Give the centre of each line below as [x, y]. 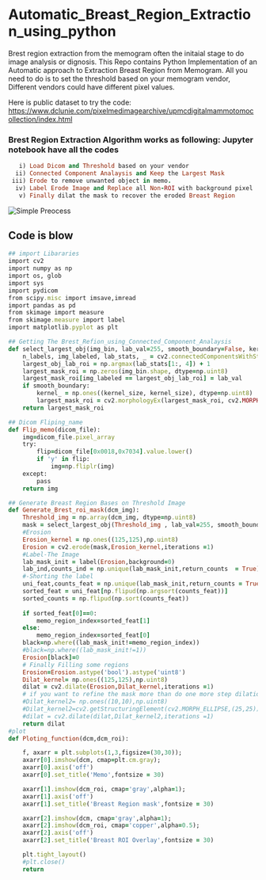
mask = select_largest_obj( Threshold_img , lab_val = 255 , [118, 525]
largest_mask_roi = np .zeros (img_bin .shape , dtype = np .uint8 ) [125, 371]
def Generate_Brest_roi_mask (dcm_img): [74, 510]
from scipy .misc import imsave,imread [72, 298]
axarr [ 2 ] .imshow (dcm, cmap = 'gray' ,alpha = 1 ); [97, 818]
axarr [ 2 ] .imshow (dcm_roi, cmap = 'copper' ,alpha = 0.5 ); [111, 825]
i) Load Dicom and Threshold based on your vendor [104, 166]
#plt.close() [44, 862]
